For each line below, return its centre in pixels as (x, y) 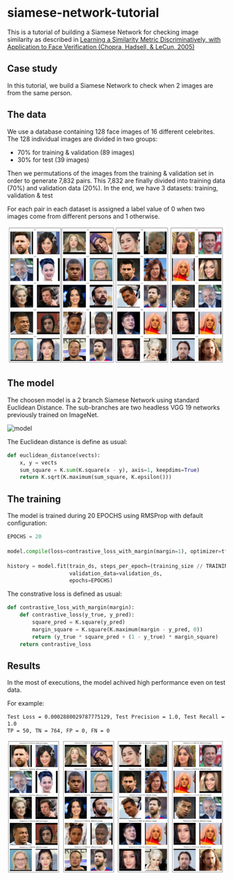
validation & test (30, 195)
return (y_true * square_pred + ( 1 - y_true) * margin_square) (125, 637)
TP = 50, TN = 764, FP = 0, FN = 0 (59, 731)
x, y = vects (38, 463)
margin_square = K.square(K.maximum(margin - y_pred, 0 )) (118, 629)
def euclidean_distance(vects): (54, 455)
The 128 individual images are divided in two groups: (83, 139)
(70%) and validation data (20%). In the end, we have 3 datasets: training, (113, 188)
